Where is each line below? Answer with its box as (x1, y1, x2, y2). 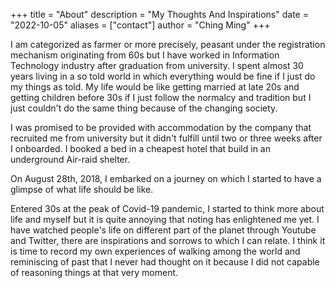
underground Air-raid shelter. (10, 154, 131, 165)
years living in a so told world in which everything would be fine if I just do (10, 70, 316, 82)
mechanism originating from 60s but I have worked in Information (10, 49, 280, 61)
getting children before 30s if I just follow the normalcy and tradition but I (10, 92, 312, 103)
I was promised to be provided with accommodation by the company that (10, 122, 312, 133)
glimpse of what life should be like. (10, 184, 154, 195)
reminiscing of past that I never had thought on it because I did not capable (10, 256, 320, 268)
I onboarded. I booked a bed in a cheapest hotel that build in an (10, 143, 271, 154)
